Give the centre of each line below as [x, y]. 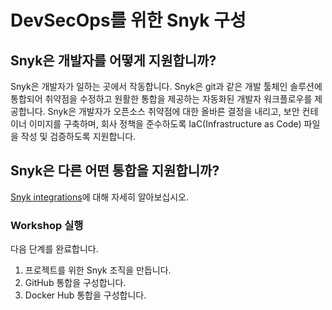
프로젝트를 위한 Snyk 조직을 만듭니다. [98, 270]
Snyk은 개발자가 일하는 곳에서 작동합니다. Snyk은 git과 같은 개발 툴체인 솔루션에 [166, 86]
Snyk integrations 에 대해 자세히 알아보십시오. [100, 197]
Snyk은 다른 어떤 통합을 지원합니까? [115, 171]
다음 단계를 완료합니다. [54, 249]
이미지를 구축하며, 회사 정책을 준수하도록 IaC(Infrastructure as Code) [165, 124]
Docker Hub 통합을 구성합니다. [85, 295]
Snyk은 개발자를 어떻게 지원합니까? [113, 60]
